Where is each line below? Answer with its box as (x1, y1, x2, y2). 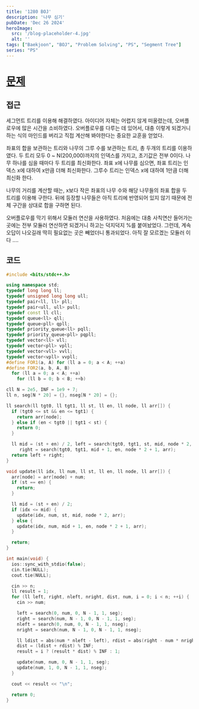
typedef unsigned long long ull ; (6, 293, 89, 300)
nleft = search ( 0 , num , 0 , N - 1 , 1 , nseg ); (17, 621, 129, 627)
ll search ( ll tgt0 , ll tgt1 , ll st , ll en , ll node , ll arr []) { (6, 403, 171, 409)
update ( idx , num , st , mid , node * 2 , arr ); (17, 512, 126, 518)
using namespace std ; (6, 282, 60, 288)
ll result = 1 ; (11, 589, 49, 594)
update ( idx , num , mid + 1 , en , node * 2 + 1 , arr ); (17, 523, 147, 529)
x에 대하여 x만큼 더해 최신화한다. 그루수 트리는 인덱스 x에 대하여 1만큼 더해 (17, 167, 189, 174)
